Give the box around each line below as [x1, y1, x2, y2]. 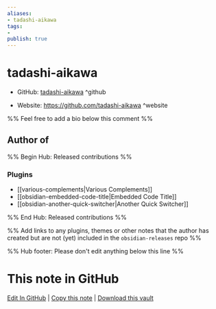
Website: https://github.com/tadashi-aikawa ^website [16, 101, 168, 110]
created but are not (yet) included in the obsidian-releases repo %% [7, 234, 202, 242]
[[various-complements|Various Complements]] [16, 185, 153, 194]
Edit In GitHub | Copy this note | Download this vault [7, 294, 154, 302]
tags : [7, 23, 23, 30]
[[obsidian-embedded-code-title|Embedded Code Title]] [16, 193, 177, 201]
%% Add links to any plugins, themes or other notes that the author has [7, 227, 209, 235]
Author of [7, 135, 49, 146]
